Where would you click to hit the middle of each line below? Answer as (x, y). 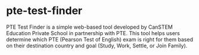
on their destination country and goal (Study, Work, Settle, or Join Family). (97, 46)
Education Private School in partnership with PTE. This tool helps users (93, 33)
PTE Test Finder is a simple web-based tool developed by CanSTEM (90, 27)
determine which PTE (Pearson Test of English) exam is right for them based (99, 39)
